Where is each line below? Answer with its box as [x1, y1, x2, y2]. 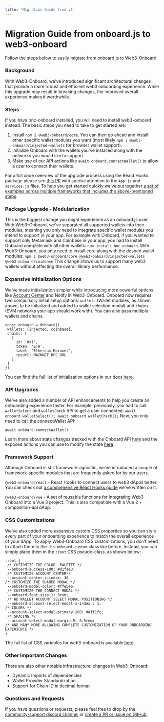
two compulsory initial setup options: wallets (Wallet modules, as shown [5, 297, 151, 303]
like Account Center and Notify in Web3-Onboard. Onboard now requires [5, 292, 152, 298]
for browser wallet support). [65, 143, 123, 148]
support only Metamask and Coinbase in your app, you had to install [5, 238, 143, 243]
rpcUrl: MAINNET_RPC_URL [16, 352, 67, 358]
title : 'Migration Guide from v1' [5, 7, 76, 12]
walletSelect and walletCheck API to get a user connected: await [5, 408, 136, 414]
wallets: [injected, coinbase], [7, 327, 73, 332]
